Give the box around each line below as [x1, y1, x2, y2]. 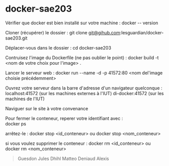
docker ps [5, 120, 26, 127]
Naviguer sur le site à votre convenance [5, 105, 89, 111]
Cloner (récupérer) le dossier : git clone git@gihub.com [5, 29, 120, 35]
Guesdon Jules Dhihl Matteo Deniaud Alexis [17, 155, 109, 161]
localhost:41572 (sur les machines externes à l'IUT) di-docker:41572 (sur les [5, 90, 164, 96]
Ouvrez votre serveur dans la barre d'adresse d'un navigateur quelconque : [5, 85, 163, 91]
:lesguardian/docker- [119, 29, 164, 35]
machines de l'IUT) [5, 96, 45, 102]
